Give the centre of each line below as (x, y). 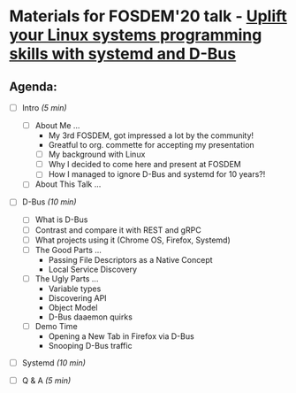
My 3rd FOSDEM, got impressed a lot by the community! (151, 135)
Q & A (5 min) (46, 380)
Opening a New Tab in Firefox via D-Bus (121, 336)
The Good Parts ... (68, 250)
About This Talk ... (68, 184)
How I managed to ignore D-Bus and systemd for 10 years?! (157, 174)
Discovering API (78, 297)
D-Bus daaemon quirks (90, 317)
